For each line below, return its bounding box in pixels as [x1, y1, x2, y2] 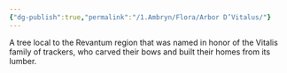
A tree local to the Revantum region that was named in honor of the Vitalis [9, 37, 279, 47]
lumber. [9, 55, 37, 66]
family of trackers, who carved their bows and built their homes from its [9, 46, 271, 57]
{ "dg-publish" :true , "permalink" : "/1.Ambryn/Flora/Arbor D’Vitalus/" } [9, 12, 272, 22]
